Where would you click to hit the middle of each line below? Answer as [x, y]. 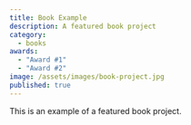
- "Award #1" [42, 60]
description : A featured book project [83, 26]
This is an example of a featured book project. [95, 111]
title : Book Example [49, 18]
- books [32, 43]
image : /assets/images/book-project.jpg [87, 77]
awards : [24, 52]
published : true [40, 85]
